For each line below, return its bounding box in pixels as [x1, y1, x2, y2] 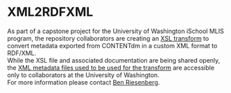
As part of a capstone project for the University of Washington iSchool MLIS [7, 27, 224, 35]
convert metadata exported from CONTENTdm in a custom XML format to [7, 41, 218, 50]
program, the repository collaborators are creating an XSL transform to [7, 34, 209, 42]
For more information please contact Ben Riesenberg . [7, 78, 160, 86]
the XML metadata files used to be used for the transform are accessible [7, 63, 215, 72]
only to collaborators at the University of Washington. [7, 70, 160, 79]
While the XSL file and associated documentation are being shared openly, [7, 56, 221, 64]
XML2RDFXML [7, 4, 94, 20]
